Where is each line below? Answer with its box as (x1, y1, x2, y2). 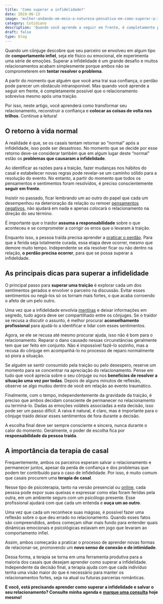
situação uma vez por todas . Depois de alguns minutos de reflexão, (5, 377, 142, 383)
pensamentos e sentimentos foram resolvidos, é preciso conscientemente (5, 180, 153, 186)
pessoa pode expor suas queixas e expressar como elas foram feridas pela (5, 490, 155, 496)
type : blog (5, 35, 27, 39)
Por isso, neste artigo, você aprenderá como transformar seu (5, 103, 127, 108)
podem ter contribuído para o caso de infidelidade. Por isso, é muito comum (5, 470, 158, 476)
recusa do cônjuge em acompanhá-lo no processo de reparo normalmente (5, 347, 154, 353)
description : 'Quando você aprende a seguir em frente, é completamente (5, 25, 155, 30)
